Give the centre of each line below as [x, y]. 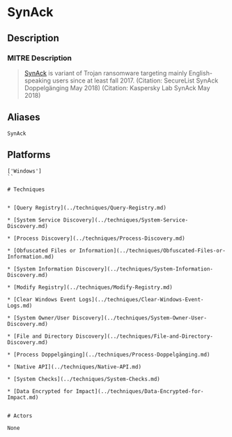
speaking [37, 80]
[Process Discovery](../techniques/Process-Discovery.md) [100, 238]
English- [200, 73]
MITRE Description [39, 58]
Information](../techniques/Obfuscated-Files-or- [153, 250]
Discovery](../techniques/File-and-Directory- [145, 336]
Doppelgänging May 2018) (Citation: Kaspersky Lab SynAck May [117, 87]
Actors [23, 416]
